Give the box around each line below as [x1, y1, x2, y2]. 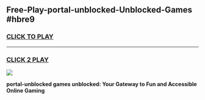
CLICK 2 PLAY [6, 55, 49, 64]
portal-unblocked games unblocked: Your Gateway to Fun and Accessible [6, 80, 197, 87]
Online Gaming [6, 87, 45, 94]
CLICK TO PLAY [6, 33, 54, 41]
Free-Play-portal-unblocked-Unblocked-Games [6, 5, 193, 15]
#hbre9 [6, 15, 35, 25]
